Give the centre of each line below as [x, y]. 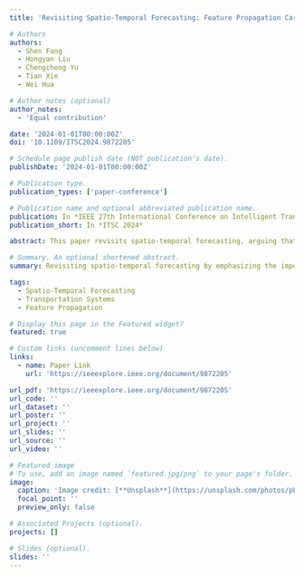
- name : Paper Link [54, 365]
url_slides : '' [38, 432]
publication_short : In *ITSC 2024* [76, 225]
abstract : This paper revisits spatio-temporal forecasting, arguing [143, 241]
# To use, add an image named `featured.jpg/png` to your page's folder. [152, 474]
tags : [19, 282]
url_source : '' [38, 440]
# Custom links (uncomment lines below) [87, 349]
